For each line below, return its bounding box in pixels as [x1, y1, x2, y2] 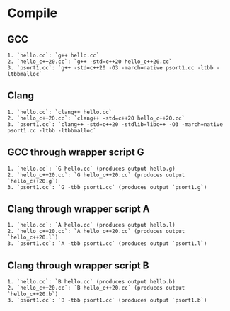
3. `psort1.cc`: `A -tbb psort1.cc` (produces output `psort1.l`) [7, 240, 207, 247]
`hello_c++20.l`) [7, 234, 59, 242]
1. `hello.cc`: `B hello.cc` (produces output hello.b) [7, 278, 176, 285]
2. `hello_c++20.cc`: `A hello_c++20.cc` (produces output [7, 228, 185, 235]
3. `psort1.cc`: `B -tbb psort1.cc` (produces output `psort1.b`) [7, 297, 207, 304]
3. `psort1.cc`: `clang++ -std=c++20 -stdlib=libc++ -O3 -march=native [7, 120, 223, 128]
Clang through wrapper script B [7, 259, 149, 271]
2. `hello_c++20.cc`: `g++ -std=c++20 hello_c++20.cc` [7, 58, 173, 65]
